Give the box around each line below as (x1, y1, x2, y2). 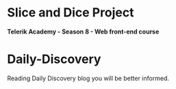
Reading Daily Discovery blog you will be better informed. (7, 74, 170, 82)
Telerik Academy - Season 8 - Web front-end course (7, 27, 160, 36)
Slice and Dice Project (7, 5, 134, 21)
